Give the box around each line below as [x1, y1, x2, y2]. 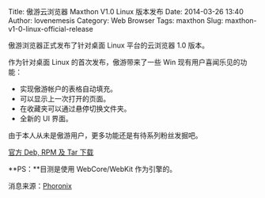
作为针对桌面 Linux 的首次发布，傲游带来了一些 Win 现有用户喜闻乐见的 [8, 58, 240, 67]
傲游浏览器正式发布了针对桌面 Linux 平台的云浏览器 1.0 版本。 [8, 40, 210, 50]
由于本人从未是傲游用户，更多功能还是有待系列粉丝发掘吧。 [8, 131, 203, 140]
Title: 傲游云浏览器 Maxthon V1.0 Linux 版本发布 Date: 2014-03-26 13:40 [8, 7, 244, 16]
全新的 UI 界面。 [19, 114, 73, 123]
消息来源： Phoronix [8, 181, 73, 190]
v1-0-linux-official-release [8, 25, 93, 33]
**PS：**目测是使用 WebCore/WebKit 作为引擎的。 [8, 165, 176, 173]
